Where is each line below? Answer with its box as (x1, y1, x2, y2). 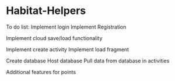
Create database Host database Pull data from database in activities (6, 57, 170, 64)
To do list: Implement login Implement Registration (6, 23, 127, 30)
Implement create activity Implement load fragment (6, 45, 129, 53)
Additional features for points (6, 68, 76, 75)
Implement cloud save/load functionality (6, 34, 103, 41)
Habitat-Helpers (6, 4, 86, 17)
